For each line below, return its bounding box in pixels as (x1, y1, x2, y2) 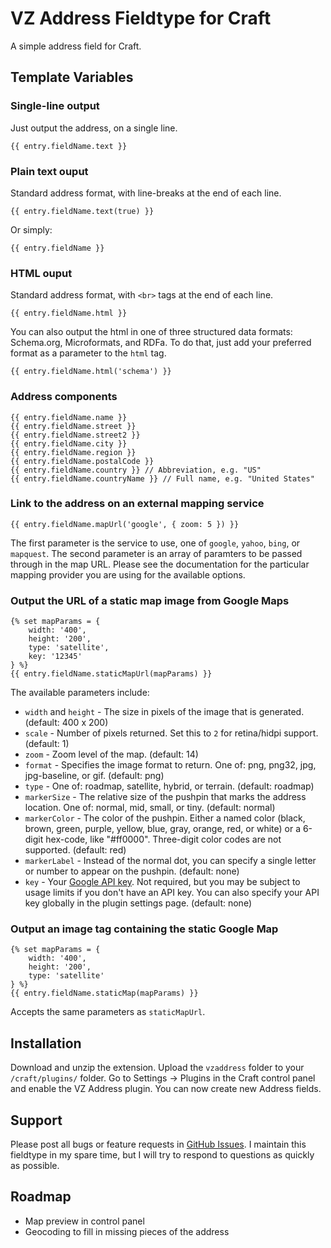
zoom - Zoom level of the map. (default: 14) (24, 748, 199, 761)
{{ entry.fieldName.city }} (10, 438, 128, 449)
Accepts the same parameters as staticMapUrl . (10, 1006, 206, 1018)
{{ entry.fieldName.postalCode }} (10, 456, 155, 466)
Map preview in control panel (24, 1215, 145, 1227)
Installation (10, 1035, 82, 1052)
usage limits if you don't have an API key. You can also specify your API (24, 887, 320, 899)
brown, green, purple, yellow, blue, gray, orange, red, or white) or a (24, 823, 302, 835)
